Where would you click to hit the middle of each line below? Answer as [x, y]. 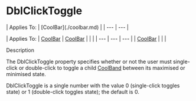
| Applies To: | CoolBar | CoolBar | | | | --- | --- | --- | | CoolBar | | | [86, 38]
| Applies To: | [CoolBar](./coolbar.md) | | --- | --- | [67, 27]
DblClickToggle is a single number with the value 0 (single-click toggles [93, 85]
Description [20, 50]
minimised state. [26, 74]
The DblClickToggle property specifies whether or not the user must [89, 61]
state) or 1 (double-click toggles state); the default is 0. [73, 92]
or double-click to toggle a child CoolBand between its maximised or [102, 68]
